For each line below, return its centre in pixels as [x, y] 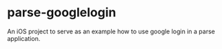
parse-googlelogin [62, 13]
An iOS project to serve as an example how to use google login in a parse [111, 31]
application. [24, 38]
